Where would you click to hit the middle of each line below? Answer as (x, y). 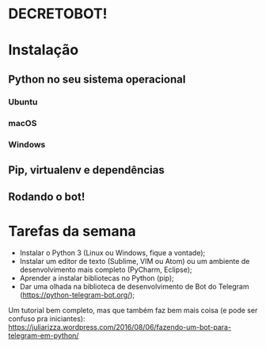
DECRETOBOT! (58, 14)
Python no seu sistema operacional (97, 79)
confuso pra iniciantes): (47, 319)
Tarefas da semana (72, 231)
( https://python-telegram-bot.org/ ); (77, 295)
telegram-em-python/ (44, 336)
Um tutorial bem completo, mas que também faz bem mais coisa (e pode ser (133, 311)
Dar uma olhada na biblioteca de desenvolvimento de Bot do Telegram (134, 287)
